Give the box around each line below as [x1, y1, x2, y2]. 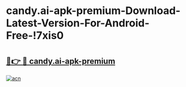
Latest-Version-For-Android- [6, 16, 150, 30]
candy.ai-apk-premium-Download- [6, 4, 181, 18]
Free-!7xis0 [6, 29, 64, 42]
